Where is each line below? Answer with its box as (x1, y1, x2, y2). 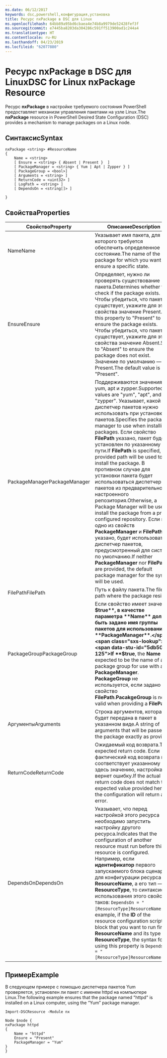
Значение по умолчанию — (94, 358, 162, 365)
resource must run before (94, 843, 155, 850)
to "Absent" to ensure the (94, 346, 154, 353)
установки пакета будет (94, 472, 153, 479)
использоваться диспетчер (94, 478, 162, 485)
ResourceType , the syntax (94, 936, 157, 943)
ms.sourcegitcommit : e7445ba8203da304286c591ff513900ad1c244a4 (5, 26, 139, 31)
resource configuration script (94, 917, 163, 924)
